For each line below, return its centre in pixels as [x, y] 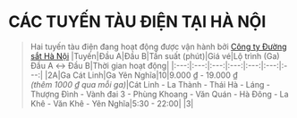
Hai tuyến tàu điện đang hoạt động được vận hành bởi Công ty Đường [158, 46]
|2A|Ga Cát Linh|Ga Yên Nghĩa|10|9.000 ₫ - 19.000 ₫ [141, 75]
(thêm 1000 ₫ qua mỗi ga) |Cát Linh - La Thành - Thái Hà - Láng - [150, 84]
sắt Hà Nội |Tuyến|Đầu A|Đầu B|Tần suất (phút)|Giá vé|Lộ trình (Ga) [155, 55]
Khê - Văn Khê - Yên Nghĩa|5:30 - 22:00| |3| [112, 103]
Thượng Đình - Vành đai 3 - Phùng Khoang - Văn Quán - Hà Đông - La [159, 94]
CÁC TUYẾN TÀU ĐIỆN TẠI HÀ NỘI [137, 22]
